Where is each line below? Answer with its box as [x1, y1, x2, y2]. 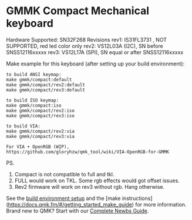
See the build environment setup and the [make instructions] [6, 195, 153, 202]
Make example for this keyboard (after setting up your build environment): [6, 60, 185, 67]
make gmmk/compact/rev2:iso [6, 107, 75, 113]
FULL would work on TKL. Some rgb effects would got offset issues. [14, 177, 180, 184]
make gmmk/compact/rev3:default [6, 87, 85, 93]
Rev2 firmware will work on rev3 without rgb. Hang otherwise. [14, 183, 165, 190]
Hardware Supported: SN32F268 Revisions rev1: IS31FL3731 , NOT [6, 36, 167, 43]
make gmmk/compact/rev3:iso [6, 113, 75, 119]
